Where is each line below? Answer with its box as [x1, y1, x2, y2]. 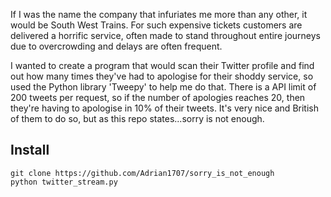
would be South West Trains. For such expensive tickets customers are [10, 19, 303, 31]
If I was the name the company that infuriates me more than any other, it [10, 9, 308, 20]
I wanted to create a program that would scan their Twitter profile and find [10, 60, 315, 71]
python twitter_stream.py [10, 177, 118, 187]
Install [10, 142, 50, 159]
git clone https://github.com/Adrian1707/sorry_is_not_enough [10, 168, 275, 178]
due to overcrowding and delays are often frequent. [10, 40, 223, 52]
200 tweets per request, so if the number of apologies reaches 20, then [10, 92, 306, 103]
